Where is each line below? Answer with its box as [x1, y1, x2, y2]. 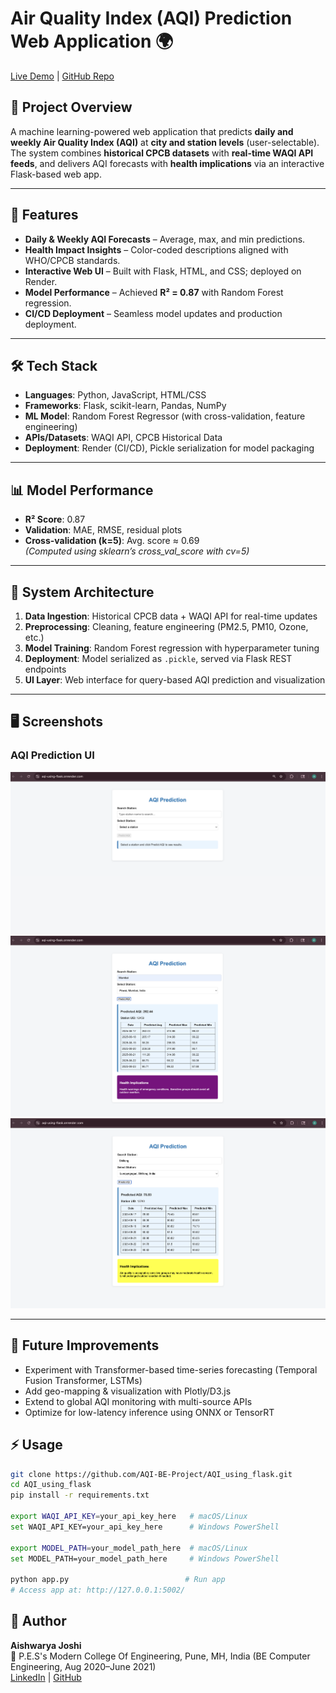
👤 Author [10, 1613, 67, 1630]
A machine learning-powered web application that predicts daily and [10, 125, 294, 137]
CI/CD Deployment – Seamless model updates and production [24, 307, 283, 319]
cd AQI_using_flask [10, 1480, 92, 1490]
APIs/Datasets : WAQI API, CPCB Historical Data [24, 432, 223, 444]
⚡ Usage [10, 1437, 63, 1454]
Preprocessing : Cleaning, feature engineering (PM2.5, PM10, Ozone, [24, 621, 309, 632]
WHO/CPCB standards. [24, 254, 121, 266]
